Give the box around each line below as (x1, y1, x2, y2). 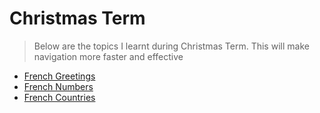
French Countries (23, 91, 96, 103)
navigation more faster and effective (33, 50, 184, 62)
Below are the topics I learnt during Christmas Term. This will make (33, 40, 310, 52)
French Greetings (23, 70, 96, 82)
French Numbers (23, 80, 94, 92)
